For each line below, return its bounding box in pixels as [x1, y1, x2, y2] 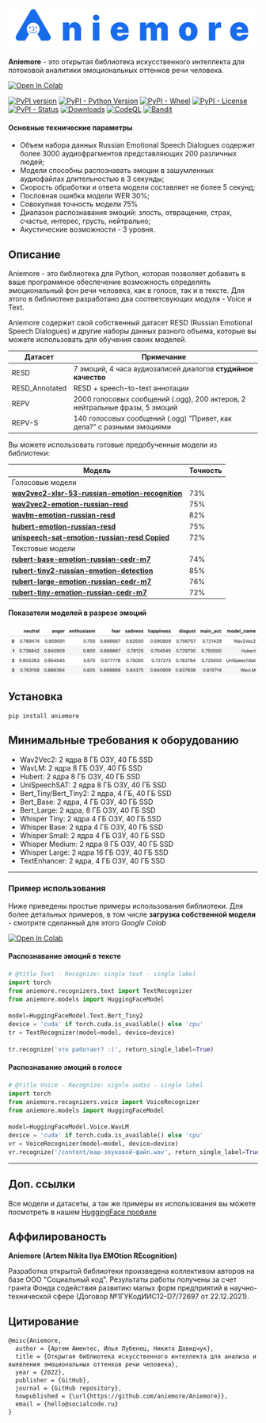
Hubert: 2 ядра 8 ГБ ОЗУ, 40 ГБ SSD [19, 771, 141, 781]
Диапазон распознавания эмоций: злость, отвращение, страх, [19, 208, 233, 217]
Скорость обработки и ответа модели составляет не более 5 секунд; [19, 183, 256, 192]
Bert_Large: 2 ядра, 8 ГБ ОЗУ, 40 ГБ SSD [19, 805, 156, 815]
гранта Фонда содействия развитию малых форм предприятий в [8, 1283, 228, 1293]
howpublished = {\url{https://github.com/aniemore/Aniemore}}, [15, 1392, 228, 1401]
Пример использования [8, 883, 106, 894]
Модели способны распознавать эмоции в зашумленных [19, 166, 215, 175]
